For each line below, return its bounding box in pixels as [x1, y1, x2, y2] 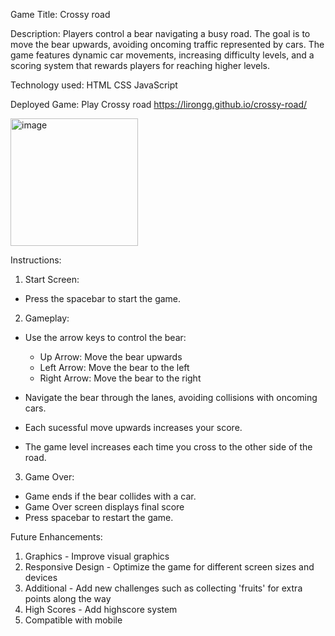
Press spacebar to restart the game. [24, 512, 174, 523]
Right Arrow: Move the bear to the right [39, 372, 202, 384]
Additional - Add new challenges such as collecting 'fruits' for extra [24, 582, 303, 594]
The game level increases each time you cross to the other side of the [24, 441, 313, 453]
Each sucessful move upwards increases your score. [24, 422, 243, 433]
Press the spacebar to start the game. [24, 293, 182, 304]
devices [24, 572, 58, 583]
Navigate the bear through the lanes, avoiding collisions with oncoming [24, 392, 318, 403]
